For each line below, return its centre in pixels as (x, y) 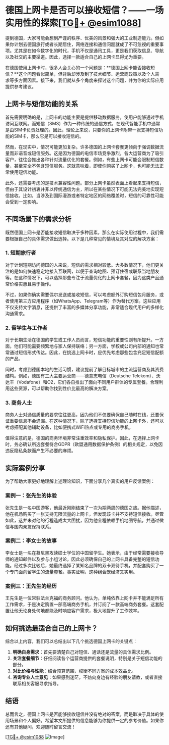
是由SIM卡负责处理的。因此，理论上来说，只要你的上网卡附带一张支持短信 (82, 130)
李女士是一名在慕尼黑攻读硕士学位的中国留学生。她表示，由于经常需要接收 (82, 553)
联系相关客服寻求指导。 (37, 683)
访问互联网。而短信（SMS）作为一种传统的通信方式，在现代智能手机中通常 (83, 123)
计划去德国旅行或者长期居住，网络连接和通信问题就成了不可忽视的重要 (87, 44)
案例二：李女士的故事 (31, 541)
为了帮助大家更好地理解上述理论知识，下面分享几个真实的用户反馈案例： (80, 481)
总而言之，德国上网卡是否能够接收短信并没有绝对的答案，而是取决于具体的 (82, 714)
